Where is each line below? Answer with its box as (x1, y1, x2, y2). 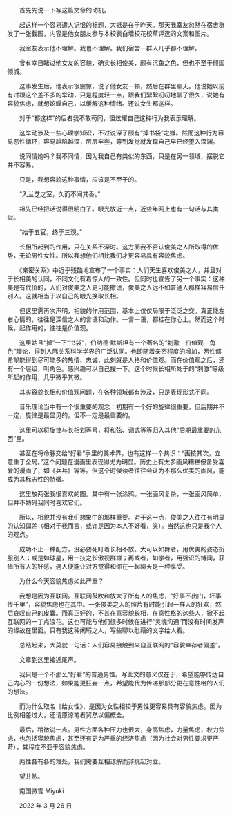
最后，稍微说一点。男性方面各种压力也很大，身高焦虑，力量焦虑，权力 (19, 725, 219, 734)
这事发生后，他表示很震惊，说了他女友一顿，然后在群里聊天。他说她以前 (19, 82, 225, 90)
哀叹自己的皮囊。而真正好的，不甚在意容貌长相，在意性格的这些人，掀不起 (12, 609, 225, 617)
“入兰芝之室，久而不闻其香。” (19, 190, 101, 198)
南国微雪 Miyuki (19, 787, 64, 795)
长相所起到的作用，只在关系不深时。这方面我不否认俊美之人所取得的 (19, 243, 213, 251)
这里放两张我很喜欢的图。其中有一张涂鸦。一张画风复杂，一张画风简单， (19, 490, 225, 497)
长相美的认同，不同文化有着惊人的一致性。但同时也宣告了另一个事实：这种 (12, 275, 225, 283)
